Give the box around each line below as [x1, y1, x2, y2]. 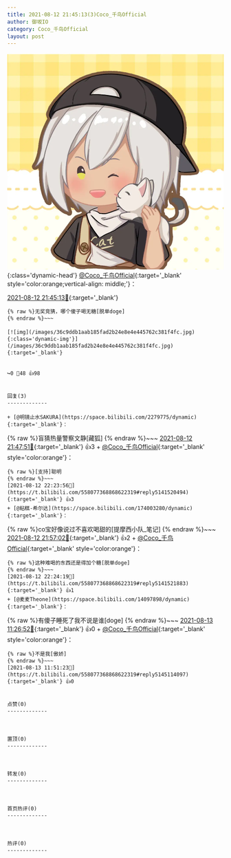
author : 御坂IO [7, 18, 49, 25]
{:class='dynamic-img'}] [7, 335, 78, 343]
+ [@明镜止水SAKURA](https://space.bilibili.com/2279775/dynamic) [7, 414, 197, 421]
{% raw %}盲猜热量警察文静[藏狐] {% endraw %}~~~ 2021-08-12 [7, 434, 192, 443]
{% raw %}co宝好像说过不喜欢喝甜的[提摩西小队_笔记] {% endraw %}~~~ [7, 525, 217, 533]
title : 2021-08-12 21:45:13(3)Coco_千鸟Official [7, 11, 147, 18]
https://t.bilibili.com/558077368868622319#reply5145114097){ [7, 671, 189, 679]
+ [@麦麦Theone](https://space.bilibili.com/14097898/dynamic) [7, 596, 190, 603]
